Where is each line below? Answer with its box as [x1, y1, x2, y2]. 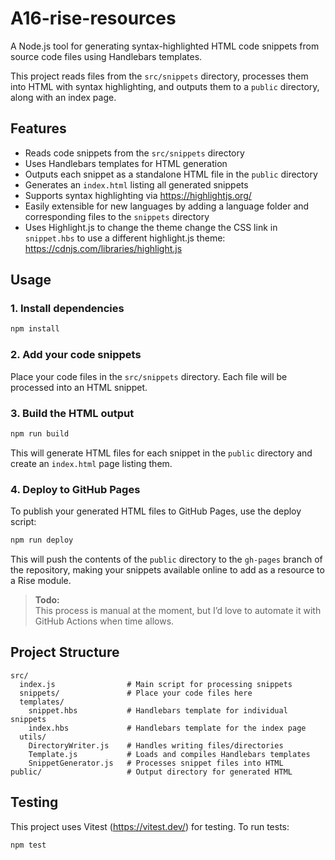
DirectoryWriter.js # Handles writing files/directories [28, 740, 284, 751]
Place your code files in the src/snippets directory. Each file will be [10, 370, 288, 382]
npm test [10, 840, 47, 850]
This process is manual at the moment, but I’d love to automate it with [34, 604, 322, 616]
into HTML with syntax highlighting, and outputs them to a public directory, [10, 80, 320, 92]
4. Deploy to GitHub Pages [10, 482, 141, 496]
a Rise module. [10, 574, 72, 586]
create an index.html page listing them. [10, 457, 173, 469]
